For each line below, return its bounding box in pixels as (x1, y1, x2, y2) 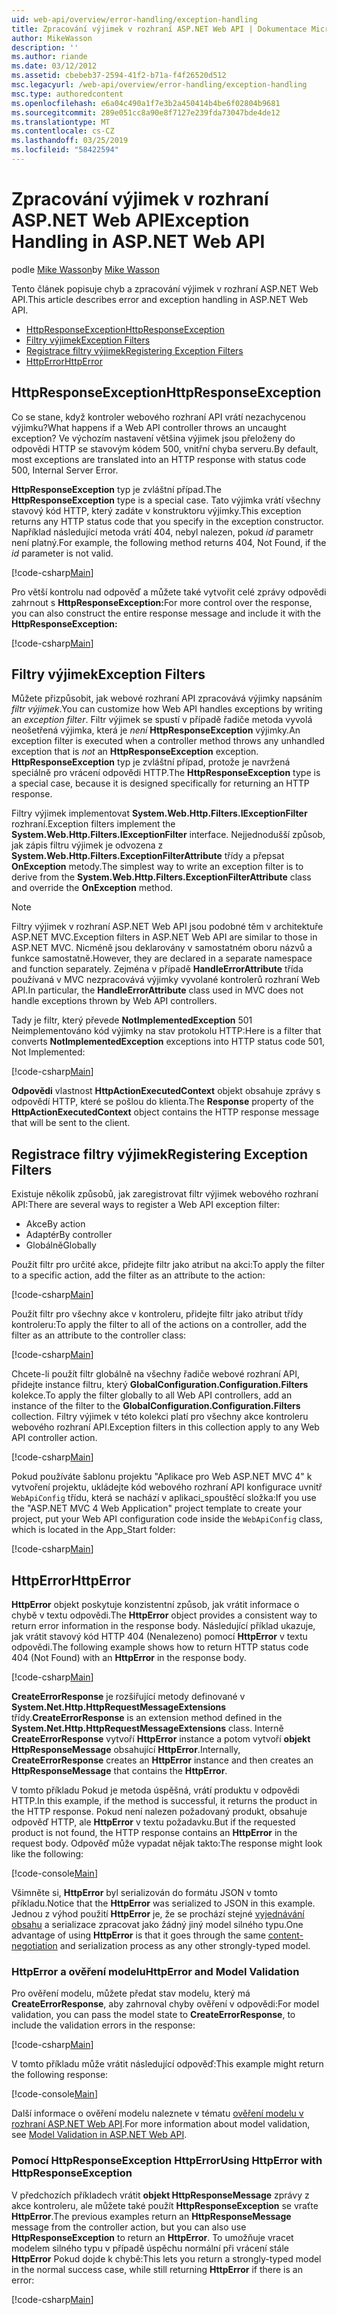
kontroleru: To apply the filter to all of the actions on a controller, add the (11, 1319, 308, 1331)
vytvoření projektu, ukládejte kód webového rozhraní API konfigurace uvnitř (11, 1481, 323, 1493)
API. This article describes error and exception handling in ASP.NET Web (11, 293, 309, 305)
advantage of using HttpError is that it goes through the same (11, 1929, 266, 1941)
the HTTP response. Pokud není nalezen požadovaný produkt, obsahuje (11, 1806, 308, 1818)
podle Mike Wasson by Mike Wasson (11, 263, 160, 275)
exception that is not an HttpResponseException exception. (11, 746, 259, 758)
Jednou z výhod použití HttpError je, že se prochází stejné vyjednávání (11, 1908, 305, 1920)
